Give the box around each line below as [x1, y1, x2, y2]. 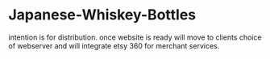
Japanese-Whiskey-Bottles [8, 6, 197, 24]
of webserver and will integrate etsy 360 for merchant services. [8, 40, 220, 50]
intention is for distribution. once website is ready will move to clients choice [8, 32, 262, 42]
